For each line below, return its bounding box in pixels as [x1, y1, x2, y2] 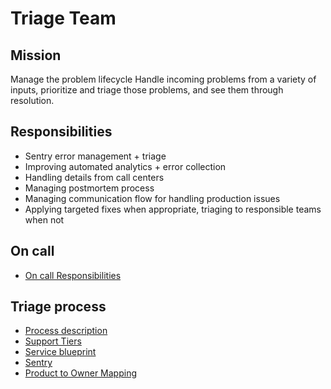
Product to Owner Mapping [24, 367, 138, 379]
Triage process [10, 298, 107, 316]
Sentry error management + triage [24, 150, 167, 162]
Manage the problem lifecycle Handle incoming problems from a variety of [10, 73, 317, 85]
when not [24, 213, 65, 226]
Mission [10, 47, 62, 64]
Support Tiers [24, 335, 82, 347]
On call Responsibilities [24, 269, 122, 281]
